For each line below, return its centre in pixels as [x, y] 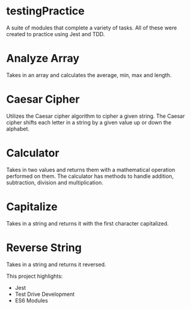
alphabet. [18, 129]
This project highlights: [35, 276]
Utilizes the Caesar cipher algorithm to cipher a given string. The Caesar [95, 116]
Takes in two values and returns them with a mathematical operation [91, 170]
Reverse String [44, 247]
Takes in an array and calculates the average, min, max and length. [89, 75]
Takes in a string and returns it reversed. [56, 264]
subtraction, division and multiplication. [55, 182]
